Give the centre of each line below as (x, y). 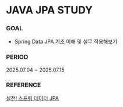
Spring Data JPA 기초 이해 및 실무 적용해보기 (66, 42)
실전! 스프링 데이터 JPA (33, 98)
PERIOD (17, 57)
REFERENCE (24, 85)
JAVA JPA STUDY (50, 10)
